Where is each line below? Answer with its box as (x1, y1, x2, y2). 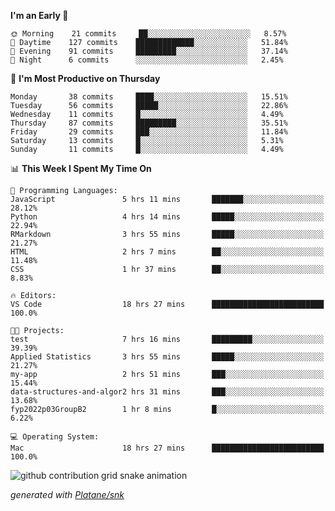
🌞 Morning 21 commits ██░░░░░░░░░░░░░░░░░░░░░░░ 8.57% (10, 29, 287, 39)
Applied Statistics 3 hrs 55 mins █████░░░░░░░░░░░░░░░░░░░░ (10, 352, 325, 362)
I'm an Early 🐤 (10, 10, 69, 21)
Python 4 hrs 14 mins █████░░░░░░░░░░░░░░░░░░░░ (10, 212, 325, 222)
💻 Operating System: (10, 432, 100, 442)
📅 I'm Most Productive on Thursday (10, 73, 161, 84)
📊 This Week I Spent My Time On (10, 163, 152, 174)
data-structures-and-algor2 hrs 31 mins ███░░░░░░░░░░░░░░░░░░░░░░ (10, 387, 325, 397)
